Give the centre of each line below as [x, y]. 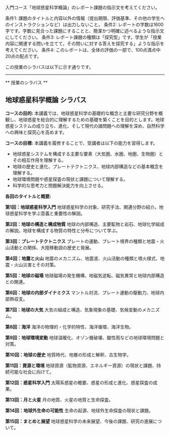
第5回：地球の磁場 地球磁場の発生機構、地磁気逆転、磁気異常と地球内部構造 [85, 275]
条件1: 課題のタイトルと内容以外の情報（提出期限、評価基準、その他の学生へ [85, 18]
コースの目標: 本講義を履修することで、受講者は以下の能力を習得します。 [81, 143]
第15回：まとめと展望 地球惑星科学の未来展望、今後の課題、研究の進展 [79, 421]
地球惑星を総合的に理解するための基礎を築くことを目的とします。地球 [91, 119]
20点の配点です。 [23, 56]
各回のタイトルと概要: [28, 196]
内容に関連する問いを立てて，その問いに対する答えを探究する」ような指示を [85, 44]
